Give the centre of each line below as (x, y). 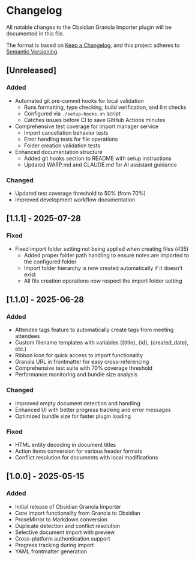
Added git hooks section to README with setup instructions (98, 158)
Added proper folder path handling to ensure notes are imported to (106, 255)
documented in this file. (35, 33)
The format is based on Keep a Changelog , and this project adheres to (93, 45)
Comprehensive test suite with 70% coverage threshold (84, 368)
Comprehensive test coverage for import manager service (87, 126)
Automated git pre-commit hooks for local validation (79, 100)
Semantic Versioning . (32, 51)
